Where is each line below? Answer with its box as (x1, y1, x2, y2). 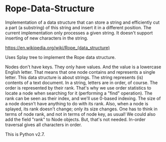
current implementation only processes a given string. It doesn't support (5, 30, 153, 36)
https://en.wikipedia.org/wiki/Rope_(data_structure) (5, 45, 110, 50)
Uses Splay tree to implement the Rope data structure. (5, 54, 116, 60)
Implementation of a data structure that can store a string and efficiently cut (5, 19, 160, 25)
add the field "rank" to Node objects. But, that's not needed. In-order (5, 116, 146, 122)
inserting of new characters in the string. (5, 35, 88, 41)
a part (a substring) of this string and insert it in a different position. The (5, 24, 152, 30)
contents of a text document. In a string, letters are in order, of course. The (5, 80, 158, 86)
